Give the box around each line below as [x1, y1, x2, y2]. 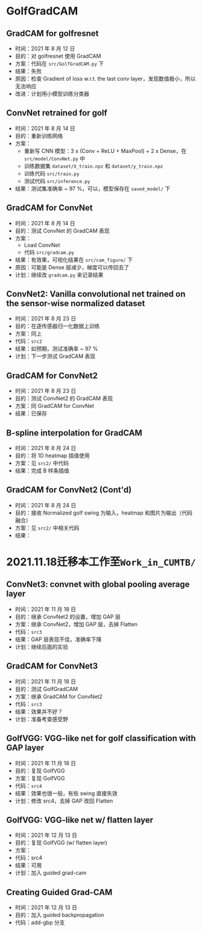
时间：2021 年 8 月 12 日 [14, 45, 75, 52]
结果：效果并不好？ [14, 708, 63, 715]
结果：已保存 [14, 410, 47, 417]
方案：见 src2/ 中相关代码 [14, 524, 80, 531]
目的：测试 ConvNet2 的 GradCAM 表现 [14, 395, 113, 402]
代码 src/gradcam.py [24, 248, 74, 255]
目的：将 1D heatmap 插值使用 [14, 452, 90, 459]
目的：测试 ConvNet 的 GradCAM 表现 [14, 227, 110, 234]
